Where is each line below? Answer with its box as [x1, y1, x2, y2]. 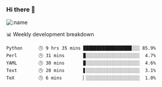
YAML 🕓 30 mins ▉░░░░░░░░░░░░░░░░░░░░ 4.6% [6, 60, 156, 66]
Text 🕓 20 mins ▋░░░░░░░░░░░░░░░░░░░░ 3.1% [6, 68, 156, 74]
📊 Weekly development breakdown [6, 31, 94, 38]
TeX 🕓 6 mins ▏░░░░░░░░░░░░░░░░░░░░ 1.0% [6, 75, 156, 81]
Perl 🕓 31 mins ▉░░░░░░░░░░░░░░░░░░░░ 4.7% [6, 53, 156, 59]
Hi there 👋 [6, 5, 36, 14]
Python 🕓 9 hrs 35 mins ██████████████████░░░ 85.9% [6, 45, 156, 51]
